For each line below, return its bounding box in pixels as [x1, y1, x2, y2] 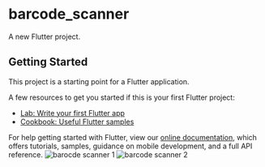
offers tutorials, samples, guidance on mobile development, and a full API [8, 141, 253, 151]
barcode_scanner [8, 5, 130, 24]
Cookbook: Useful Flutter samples [19, 117, 135, 126]
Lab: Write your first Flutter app [19, 108, 126, 118]
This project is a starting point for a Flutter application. [8, 76, 190, 86]
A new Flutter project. [8, 32, 81, 41]
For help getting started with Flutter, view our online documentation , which [8, 132, 258, 142]
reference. [8, 149, 43, 159]
